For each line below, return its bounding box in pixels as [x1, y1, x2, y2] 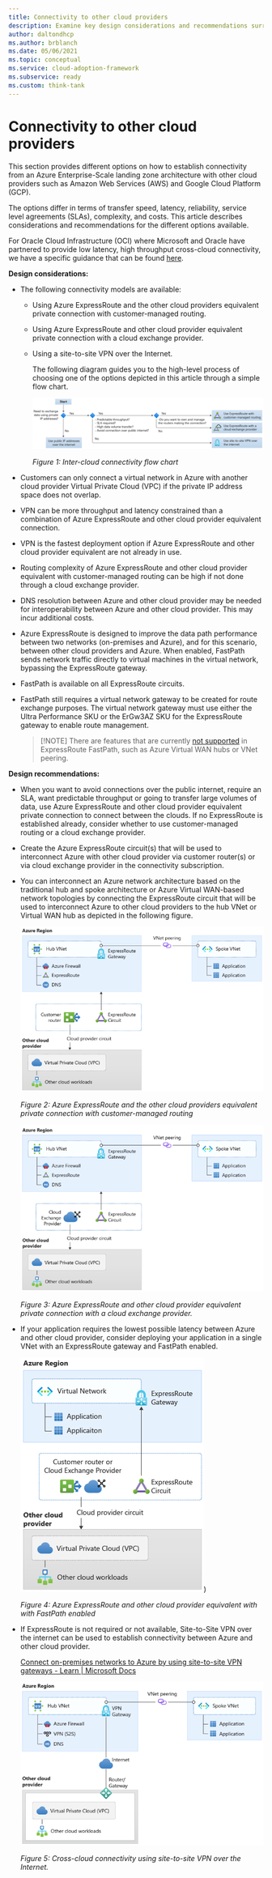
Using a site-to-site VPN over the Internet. [32, 348, 173, 358]
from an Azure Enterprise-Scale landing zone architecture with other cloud [8, 170, 257, 180]
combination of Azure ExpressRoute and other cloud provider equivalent [19, 514, 261, 524]
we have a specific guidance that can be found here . [8, 253, 184, 262]
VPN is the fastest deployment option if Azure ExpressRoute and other [19, 539, 255, 548]
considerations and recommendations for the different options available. [8, 219, 249, 230]
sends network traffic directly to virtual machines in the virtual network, [19, 654, 259, 664]
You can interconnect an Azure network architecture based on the [19, 876, 241, 886]
